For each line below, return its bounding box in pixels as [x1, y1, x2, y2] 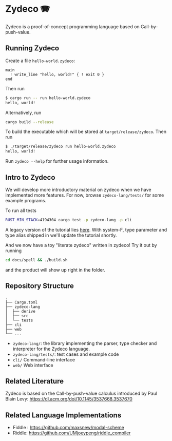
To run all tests [5, 207, 37, 214]
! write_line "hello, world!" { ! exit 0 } [10, 72, 104, 77]
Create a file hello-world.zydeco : [5, 57, 75, 64]
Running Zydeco [5, 44, 60, 53]
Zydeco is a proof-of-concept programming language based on [5, 23, 140, 30]
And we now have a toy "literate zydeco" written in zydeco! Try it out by [5, 242, 158, 248]
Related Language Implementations [5, 411, 122, 419]
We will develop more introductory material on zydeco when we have [5, 186, 151, 193]
